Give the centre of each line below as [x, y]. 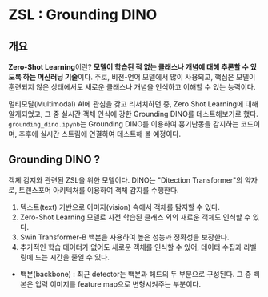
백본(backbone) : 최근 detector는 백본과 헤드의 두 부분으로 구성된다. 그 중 [136, 274]
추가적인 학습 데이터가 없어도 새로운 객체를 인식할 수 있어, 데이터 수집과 [131, 247]
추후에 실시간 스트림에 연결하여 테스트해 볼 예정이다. [100, 134]
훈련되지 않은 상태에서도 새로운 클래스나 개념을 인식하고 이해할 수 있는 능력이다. [132, 87]
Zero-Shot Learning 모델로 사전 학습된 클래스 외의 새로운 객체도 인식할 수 [135, 217]
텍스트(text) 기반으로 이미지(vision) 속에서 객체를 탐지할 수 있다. [120, 207]
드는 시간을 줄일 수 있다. [72, 257]
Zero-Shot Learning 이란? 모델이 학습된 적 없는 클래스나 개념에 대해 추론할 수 [129, 67]
